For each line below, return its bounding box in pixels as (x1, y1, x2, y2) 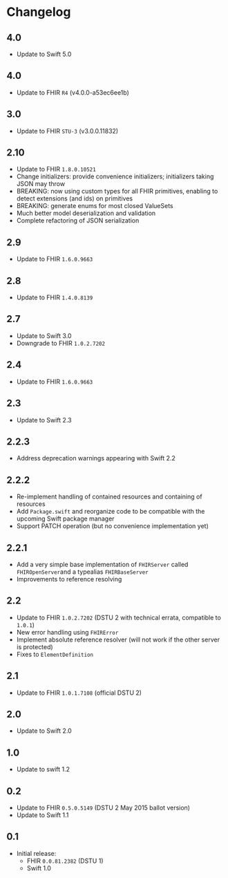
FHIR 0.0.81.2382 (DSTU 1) (26, 857, 104, 865)
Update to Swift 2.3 (16, 415, 72, 424)
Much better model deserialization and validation (16, 209, 156, 218)
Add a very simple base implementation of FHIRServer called (16, 560, 189, 568)
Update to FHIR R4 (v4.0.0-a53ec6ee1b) (16, 88, 129, 97)
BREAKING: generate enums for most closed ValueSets (16, 202, 173, 210)
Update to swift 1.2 (16, 765, 70, 774)
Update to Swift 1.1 (16, 811, 69, 819)
